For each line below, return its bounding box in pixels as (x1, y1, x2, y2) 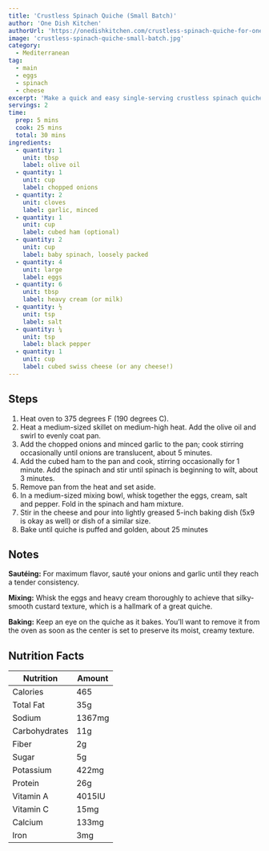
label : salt (22, 318, 62, 326)
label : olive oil (22, 161, 81, 169)
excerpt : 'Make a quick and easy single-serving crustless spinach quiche (8, 94, 263, 102)
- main (15, 64, 38, 72)
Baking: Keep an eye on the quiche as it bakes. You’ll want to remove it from (8, 617, 260, 627)
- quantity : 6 (15, 280, 62, 289)
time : (8, 109, 26, 117)
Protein (12, 778, 40, 789)
